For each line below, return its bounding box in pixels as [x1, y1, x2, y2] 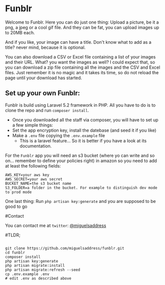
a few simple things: [12, 122, 53, 128]
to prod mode [5, 190, 32, 195]
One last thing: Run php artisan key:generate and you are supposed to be [5, 198, 156, 204]
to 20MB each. [5, 29, 35, 35]
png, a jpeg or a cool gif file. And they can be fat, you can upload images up [5, 24, 159, 30]
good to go [5, 203, 28, 209]
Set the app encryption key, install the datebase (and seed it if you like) [12, 127, 157, 133]
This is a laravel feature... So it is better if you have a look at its [19, 138, 147, 143]
